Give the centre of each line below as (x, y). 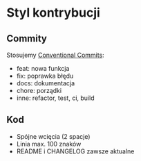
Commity (27, 39)
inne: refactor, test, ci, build (55, 98)
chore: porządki (39, 91)
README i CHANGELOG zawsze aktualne (75, 151)
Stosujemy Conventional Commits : (55, 55)
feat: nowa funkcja (43, 68)
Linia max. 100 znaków (49, 144)
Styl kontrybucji (54, 13)
